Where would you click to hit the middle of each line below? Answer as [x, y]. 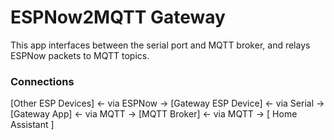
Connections [42, 81]
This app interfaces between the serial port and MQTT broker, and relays [160, 45]
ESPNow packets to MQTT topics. [80, 55]
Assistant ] [32, 125]
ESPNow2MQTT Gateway [118, 17]
